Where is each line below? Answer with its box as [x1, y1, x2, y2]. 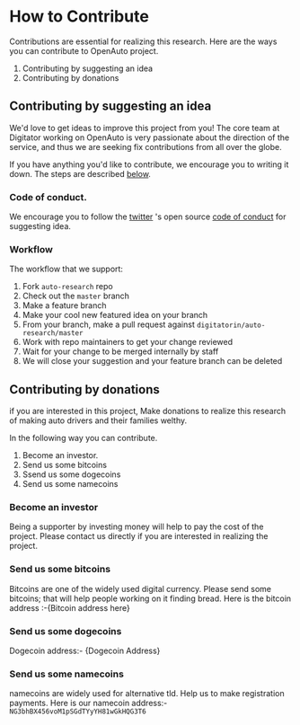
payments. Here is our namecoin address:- [9, 698, 168, 709]
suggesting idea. [9, 221, 72, 232]
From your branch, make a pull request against [22, 319, 196, 330]
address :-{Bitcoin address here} [9, 602, 130, 613]
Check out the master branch [22, 290, 130, 302]
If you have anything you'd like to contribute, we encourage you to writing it [9, 159, 289, 170]
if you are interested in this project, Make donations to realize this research [9, 406, 287, 417]
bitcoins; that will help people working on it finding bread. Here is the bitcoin [9, 593, 292, 604]
